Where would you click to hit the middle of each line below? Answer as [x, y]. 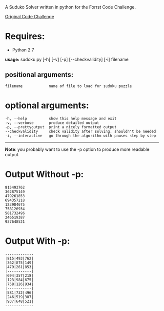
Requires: [25, 36]
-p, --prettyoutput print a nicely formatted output [61, 127]
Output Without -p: [44, 174]
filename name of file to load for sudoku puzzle [69, 86]
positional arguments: [39, 75]
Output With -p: [38, 241]
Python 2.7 [23, 50]
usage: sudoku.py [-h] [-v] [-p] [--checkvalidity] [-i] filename [67, 59]
